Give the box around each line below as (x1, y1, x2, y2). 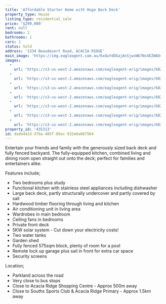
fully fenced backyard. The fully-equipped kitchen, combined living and (5, 150, 151, 156)
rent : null (5, 26, 28, 31)
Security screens (12, 253, 47, 260)
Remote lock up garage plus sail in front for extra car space (12, 248, 133, 254)
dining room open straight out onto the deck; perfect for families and (5, 155, 145, 161)
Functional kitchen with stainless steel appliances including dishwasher (12, 185, 158, 191)
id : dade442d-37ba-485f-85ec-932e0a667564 (5, 131, 94, 136)
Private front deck (12, 222, 49, 228)
